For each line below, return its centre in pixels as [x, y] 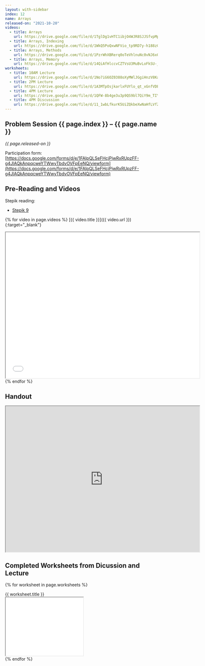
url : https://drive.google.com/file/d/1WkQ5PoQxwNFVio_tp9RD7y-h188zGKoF [90, 46]
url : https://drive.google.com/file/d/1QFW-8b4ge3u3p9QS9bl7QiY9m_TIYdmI [90, 95]
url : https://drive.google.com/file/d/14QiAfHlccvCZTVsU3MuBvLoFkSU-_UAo [90, 64]
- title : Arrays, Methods [36, 50]
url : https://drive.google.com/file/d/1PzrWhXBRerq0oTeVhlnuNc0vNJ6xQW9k [90, 55]
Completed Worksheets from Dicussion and [72, 566]
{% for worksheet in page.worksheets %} [47, 585]
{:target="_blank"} [23, 225]
